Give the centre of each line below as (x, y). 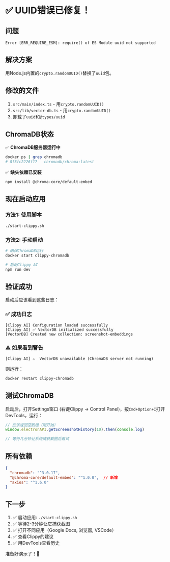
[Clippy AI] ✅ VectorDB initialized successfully (59, 329)
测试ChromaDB (30, 396)
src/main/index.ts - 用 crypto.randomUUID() (58, 104)
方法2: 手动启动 (24, 240)
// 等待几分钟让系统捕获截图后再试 (37, 439)
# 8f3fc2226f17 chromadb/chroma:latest (50, 162)
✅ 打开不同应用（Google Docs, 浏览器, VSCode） (64, 530)
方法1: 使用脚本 (24, 215)
